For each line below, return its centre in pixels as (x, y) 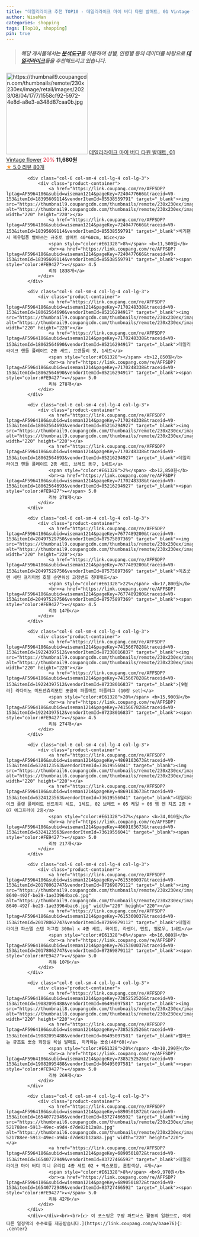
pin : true (18, 34)
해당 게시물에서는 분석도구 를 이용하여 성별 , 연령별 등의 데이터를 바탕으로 (103, 53)
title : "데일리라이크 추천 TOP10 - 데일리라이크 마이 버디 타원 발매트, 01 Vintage (98, 12)
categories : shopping (33, 23)
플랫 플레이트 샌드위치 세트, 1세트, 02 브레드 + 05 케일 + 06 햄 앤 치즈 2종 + (104, 804)
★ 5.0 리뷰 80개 (25, 167)
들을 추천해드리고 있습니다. (76, 60)
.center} (17, 1229)
